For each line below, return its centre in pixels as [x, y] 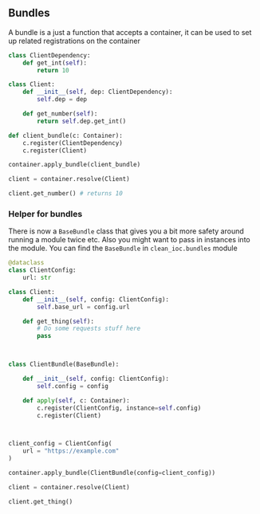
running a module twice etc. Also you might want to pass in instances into [129, 240]
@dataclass [26, 263]
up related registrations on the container [75, 41]
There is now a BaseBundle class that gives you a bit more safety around [126, 231]
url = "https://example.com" [71, 451]
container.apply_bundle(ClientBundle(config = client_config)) [112, 473]
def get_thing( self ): [58, 321]
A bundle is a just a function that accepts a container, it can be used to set [130, 32]
